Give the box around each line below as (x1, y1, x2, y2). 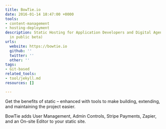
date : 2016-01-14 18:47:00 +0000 (5, 12, 74, 17)
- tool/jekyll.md (5, 76, 41, 81)
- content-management (5, 21, 50, 26)
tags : (5, 62, 16, 67)
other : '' (9, 58, 30, 63)
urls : (5, 39, 16, 44)
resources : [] (5, 80, 35, 85)
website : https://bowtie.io (9, 44, 68, 49)
